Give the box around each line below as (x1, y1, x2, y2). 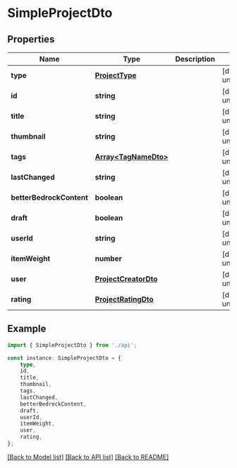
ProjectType (95, 71, 137, 80)
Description (175, 55, 216, 64)
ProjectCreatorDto (95, 274, 158, 284)
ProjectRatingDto (95, 295, 154, 304)
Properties (7, 33, 55, 45)
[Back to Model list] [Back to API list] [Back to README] (7, 452, 169, 461)
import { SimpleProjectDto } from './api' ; (7, 341, 138, 348)
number (95, 253, 122, 263)
